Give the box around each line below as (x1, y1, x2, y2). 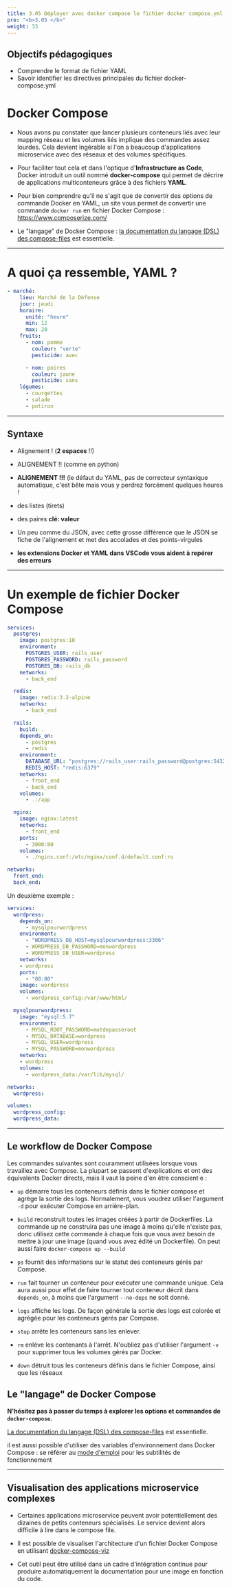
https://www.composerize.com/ (16, 214, 108, 222)
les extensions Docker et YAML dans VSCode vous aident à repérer (16, 549, 213, 557)
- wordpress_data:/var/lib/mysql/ (25, 1071, 125, 1078)
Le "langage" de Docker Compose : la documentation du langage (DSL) (16, 227, 220, 235)
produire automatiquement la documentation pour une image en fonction (16, 1567, 223, 1576)
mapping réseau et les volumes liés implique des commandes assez (16, 136, 210, 144)
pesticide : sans (32, 377, 78, 384)
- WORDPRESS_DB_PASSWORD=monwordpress (25, 943, 137, 950)
